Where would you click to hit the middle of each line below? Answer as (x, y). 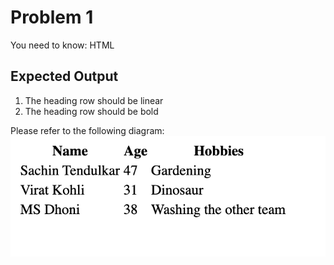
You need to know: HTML (62, 45)
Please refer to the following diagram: (87, 130)
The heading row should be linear (94, 100)
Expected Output (64, 76)
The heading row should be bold (91, 111)
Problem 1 (52, 17)
